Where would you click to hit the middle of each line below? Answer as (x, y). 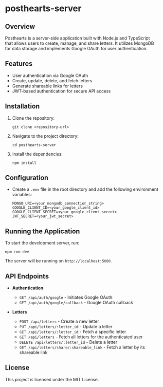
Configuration (27, 178)
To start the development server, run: (42, 243)
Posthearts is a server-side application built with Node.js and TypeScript (77, 38)
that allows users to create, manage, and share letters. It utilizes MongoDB (80, 43)
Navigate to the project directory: (45, 136)
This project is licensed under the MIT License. (52, 379)
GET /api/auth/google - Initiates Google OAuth (66, 297)
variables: (22, 195)
